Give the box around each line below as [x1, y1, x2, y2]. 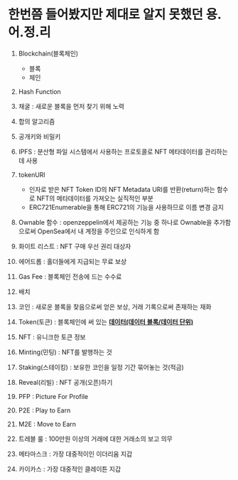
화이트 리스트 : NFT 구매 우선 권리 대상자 [18, 242, 131, 250]
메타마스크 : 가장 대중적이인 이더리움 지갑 [18, 449, 133, 458]
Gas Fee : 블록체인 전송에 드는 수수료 [18, 272, 122, 281]
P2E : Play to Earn [18, 406, 71, 415]
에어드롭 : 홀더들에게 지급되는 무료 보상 [18, 257, 127, 265]
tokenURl [18, 170, 45, 178]
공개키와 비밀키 [18, 132, 61, 141]
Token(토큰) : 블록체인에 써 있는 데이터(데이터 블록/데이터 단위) [18, 317, 194, 326]
